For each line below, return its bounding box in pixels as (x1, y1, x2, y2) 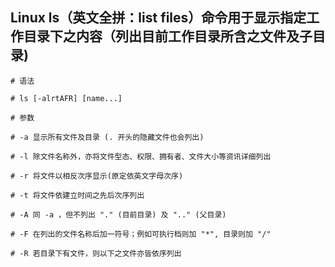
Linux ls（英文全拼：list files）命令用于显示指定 (10, 9, 307, 27)
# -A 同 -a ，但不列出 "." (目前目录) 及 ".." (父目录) (10, 209, 227, 220)
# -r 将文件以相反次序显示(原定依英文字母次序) (10, 171, 184, 181)
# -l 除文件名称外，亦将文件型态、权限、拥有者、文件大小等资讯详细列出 (10, 151, 272, 162)
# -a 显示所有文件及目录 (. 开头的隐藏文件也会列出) (10, 132, 205, 142)
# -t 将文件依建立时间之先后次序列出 (10, 190, 145, 200)
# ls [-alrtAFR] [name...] (10, 93, 123, 103)
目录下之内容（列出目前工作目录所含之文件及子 (23, 28, 313, 45)
